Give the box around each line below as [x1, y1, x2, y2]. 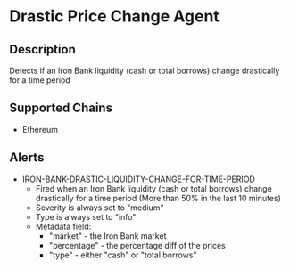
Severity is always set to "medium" [35, 202, 164, 213]
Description [9, 42, 76, 57]
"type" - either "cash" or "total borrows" [48, 249, 198, 260]
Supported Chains [9, 101, 113, 116]
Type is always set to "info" [35, 211, 137, 222]
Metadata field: [35, 221, 92, 232]
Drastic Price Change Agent [9, 6, 220, 27]
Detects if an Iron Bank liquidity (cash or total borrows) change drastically [9, 65, 280, 76]
